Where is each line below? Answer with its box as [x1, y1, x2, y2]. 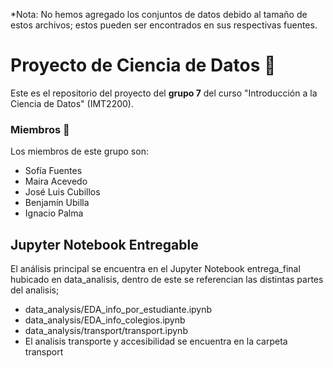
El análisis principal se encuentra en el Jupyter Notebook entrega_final [10, 263, 301, 275]
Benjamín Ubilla [24, 197, 90, 209]
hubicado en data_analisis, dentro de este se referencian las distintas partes [10, 274, 324, 286]
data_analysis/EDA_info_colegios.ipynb [24, 314, 186, 326]
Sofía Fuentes [24, 165, 83, 177]
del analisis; [10, 284, 60, 296]
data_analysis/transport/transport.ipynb [24, 325, 188, 337]
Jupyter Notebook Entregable [10, 236, 199, 253]
